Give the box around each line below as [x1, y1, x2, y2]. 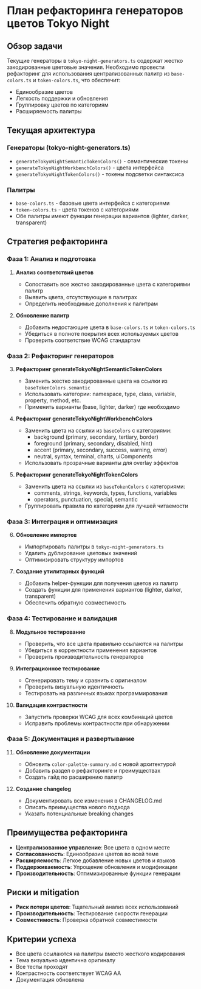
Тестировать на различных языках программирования [24, 689, 168, 697]
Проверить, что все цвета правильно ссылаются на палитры [24, 640, 183, 647]
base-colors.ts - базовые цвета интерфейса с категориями [15, 199, 170, 207]
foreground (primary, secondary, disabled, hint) [33, 439, 153, 447]
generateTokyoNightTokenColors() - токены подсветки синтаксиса [15, 170, 185, 177]
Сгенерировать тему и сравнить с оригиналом [24, 676, 147, 684]
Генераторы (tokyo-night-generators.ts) [7, 144, 131, 152]
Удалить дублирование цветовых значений [24, 550, 137, 557]
